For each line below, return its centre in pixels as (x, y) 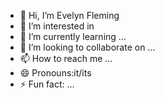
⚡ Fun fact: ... (47, 84)
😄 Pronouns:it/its (55, 73)
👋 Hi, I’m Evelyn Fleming (69, 15)
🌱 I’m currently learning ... (73, 36)
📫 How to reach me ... (66, 58)
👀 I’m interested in (57, 26)
